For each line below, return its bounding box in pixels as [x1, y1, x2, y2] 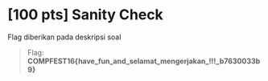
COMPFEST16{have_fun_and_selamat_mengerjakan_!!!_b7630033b [27, 56, 261, 66]
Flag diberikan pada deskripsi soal [7, 32, 122, 42]
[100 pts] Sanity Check [7, 6, 164, 24]
